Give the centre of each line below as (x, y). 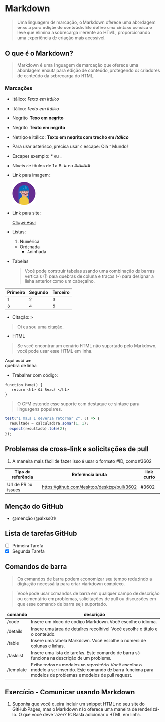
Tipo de (23, 472)
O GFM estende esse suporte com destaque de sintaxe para (78, 404)
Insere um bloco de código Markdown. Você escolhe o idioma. (94, 622)
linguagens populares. (40, 409)
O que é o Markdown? (39, 53)
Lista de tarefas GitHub (41, 534)
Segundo (39, 292)
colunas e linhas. (48, 646)
